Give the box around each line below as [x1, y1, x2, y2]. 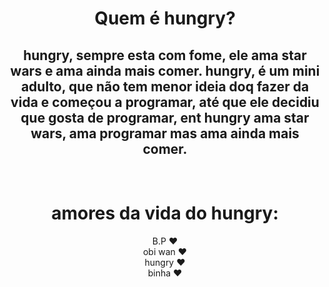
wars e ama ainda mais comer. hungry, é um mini [10, 62, 320, 79]
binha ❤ [147, 267, 183, 279]
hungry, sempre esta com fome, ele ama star [23, 47, 307, 64]
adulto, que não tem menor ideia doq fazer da [20, 78, 310, 95]
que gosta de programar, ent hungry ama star [20, 109, 310, 126]
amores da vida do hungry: [51, 202, 279, 225]
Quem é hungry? [94, 7, 236, 30]
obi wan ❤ [142, 245, 188, 257]
